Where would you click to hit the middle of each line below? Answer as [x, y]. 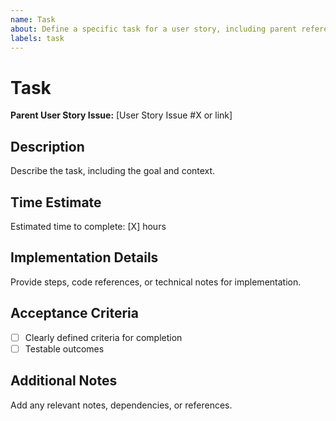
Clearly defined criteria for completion [103, 337]
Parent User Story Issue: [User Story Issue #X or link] [121, 115]
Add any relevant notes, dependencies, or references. [121, 405]
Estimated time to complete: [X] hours [88, 226]
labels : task [37, 38]
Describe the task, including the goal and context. [113, 171]
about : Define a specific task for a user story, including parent [154, 29]
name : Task [33, 19]
